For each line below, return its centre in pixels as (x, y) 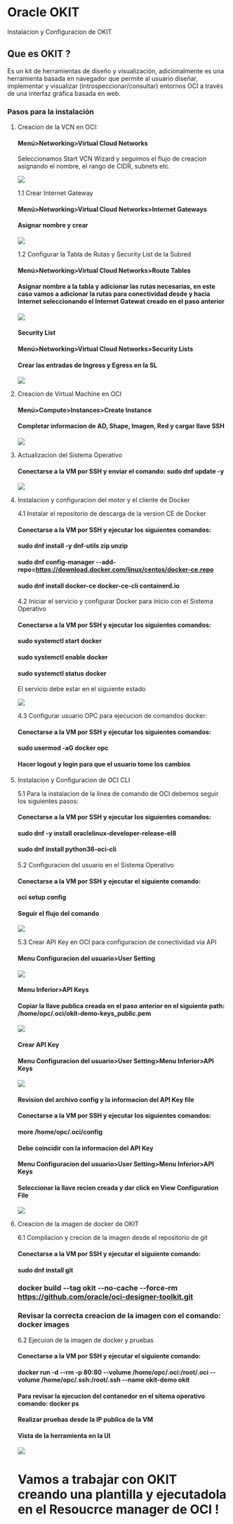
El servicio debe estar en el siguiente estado (81, 689)
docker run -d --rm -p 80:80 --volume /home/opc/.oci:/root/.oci (113, 1372)
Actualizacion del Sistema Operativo (70, 455)
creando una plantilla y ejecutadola (122, 1494)
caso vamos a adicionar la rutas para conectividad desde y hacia (114, 294)
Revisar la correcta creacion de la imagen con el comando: (119, 1316)
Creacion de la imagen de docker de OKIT (78, 1224)
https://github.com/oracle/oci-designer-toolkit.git (105, 1297)
